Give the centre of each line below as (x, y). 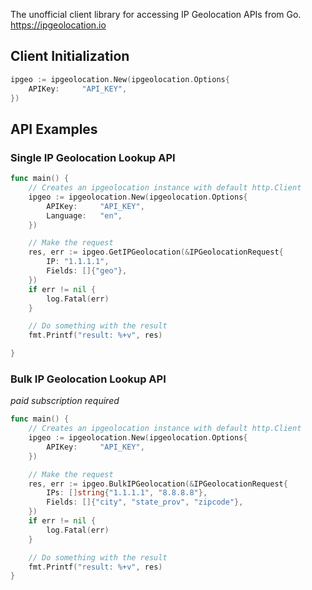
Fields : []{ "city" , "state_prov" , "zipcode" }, (145, 502)
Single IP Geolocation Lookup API (93, 157)
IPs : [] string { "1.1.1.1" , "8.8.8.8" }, (127, 493)
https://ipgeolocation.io (58, 25)
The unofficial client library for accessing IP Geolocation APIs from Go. (156, 14)
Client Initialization (70, 56)
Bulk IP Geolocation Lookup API (88, 379)
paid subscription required (65, 401)
